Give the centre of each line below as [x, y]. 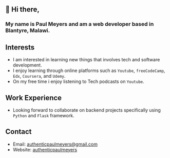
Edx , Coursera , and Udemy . [39, 76]
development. [27, 65]
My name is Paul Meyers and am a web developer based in [80, 24]
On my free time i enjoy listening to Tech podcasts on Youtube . [79, 82]
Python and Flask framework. [43, 115]
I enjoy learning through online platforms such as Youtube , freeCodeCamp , [89, 71]
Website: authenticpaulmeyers [45, 149]
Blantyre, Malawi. [28, 30]
